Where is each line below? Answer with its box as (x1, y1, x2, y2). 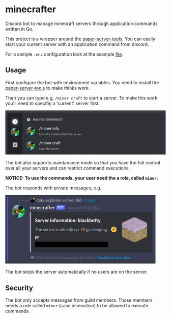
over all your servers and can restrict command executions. (5, 165, 130, 172)
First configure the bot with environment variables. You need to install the (5, 79, 159, 85)
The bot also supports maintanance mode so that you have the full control (5, 160, 160, 166)
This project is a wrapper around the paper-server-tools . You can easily (5, 36, 155, 42)
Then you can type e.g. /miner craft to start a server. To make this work (5, 94, 158, 101)
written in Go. (5, 26, 34, 32)
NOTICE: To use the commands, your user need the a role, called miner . (5, 175, 159, 181)
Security (5, 283, 33, 292)
